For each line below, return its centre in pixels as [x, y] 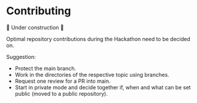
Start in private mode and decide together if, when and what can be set [103, 87]
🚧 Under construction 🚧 [35, 27]
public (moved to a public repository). [61, 93]
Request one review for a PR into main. [63, 81]
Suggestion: [21, 57]
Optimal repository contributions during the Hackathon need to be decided [98, 39]
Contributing [39, 11]
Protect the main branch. [46, 68]
